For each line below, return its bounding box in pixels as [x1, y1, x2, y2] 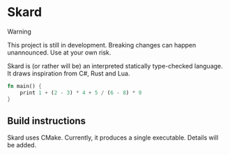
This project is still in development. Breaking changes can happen [7, 40, 197, 49]
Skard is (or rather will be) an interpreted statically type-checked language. [7, 61, 223, 70]
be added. [7, 141, 37, 149]
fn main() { [7, 82, 42, 89]
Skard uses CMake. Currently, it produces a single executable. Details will [7, 133, 219, 142]
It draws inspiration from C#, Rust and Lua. [7, 69, 130, 77]
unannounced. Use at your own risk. [7, 48, 112, 57]
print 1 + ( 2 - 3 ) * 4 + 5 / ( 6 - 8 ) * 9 [20, 89, 142, 96]
